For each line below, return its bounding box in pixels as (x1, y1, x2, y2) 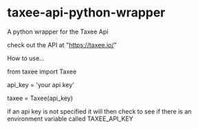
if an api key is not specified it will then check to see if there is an (7, 107, 192, 115)
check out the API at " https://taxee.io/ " (7, 40, 117, 49)
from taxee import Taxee (7, 67, 77, 75)
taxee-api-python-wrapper (7, 5, 166, 21)
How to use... (7, 54, 45, 62)
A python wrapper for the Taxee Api (7, 27, 109, 36)
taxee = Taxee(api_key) (7, 94, 74, 102)
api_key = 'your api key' (7, 80, 74, 89)
